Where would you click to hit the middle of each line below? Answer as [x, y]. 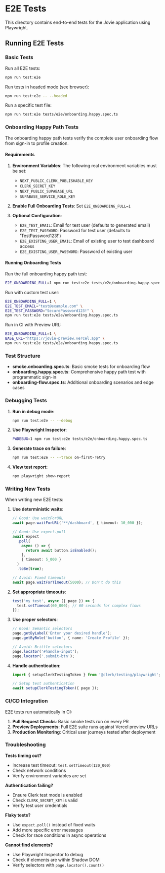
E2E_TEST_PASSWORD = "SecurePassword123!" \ [49, 311]
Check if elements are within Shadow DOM [56, 860]
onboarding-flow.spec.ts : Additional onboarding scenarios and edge [83, 382]
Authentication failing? [29, 785]
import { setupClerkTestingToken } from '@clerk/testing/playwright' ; [86, 675]
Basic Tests [19, 58]
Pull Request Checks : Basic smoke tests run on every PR [70, 721]
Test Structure [23, 356]
